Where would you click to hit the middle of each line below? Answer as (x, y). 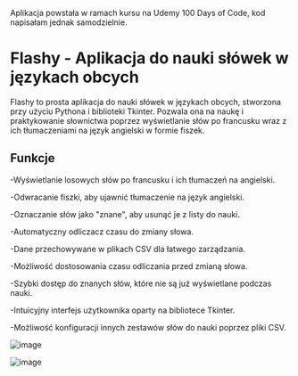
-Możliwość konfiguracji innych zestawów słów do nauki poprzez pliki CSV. (148, 327)
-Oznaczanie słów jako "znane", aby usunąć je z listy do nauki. (125, 214)
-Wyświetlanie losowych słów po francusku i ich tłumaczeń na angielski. (143, 180)
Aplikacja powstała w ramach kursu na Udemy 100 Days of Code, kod (138, 13)
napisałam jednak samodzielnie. (69, 22)
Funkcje (33, 158)
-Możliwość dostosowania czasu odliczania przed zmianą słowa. (129, 266)
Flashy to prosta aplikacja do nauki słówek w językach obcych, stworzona (146, 102)
